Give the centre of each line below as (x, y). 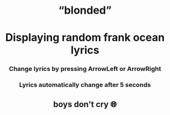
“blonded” (85, 10)
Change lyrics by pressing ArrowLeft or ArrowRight (85, 69)
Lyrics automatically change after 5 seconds (85, 85)
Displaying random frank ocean (85, 38)
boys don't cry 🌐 (85, 104)
